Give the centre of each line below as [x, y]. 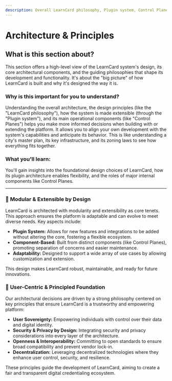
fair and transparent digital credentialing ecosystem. [60, 373]
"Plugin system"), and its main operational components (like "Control [78, 118]
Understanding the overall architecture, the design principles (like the [78, 107]
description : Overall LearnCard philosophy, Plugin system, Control [80, 10]
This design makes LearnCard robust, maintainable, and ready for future [81, 269]
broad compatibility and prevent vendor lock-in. [63, 347]
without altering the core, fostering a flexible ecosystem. [72, 237]
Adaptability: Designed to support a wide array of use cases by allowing [89, 253]
